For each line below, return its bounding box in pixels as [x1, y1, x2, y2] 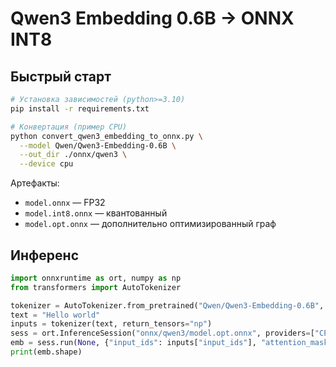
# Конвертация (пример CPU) [10, 122, 128, 132]
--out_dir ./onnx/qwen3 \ [19, 150, 128, 160]
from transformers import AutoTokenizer [10, 282, 182, 292]
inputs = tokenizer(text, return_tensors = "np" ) [10, 319, 213, 329]
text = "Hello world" [10, 310, 101, 320]
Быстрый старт [10, 68, 112, 85]
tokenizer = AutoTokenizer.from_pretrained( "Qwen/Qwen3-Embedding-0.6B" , [10, 300, 325, 311]
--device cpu [19, 159, 74, 169]
